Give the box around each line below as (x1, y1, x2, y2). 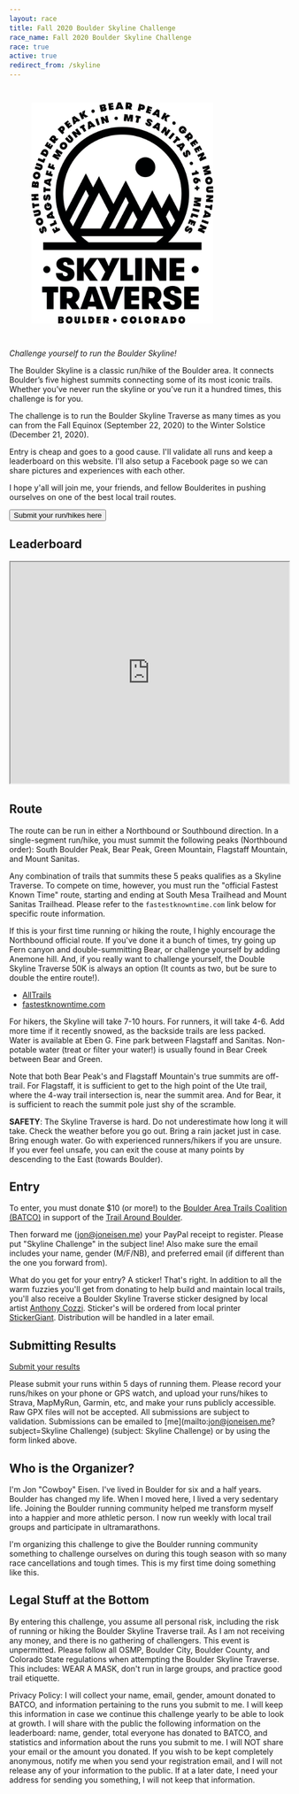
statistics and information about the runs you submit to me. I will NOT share (9, 1736, 284, 1747)
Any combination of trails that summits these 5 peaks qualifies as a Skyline (9, 870, 281, 881)
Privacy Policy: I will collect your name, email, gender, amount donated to (9, 1690, 276, 1700)
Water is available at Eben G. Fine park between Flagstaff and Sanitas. (9, 1035, 265, 1045)
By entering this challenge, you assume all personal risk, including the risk (9, 1616, 280, 1627)
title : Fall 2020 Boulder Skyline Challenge (9, 23, 176, 33)
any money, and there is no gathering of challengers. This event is (9, 1635, 250, 1645)
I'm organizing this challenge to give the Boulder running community (9, 1539, 258, 1550)
